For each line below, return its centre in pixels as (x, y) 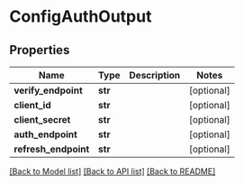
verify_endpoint (48, 90)
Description (155, 75)
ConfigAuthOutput (81, 17)
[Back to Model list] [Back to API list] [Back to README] (113, 171)
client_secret (42, 120)
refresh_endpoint (52, 149)
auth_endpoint (46, 134)
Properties (40, 50)
